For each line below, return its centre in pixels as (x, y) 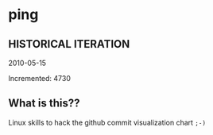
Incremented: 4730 (40, 78)
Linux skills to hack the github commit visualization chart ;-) (107, 122)
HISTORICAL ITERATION (69, 44)
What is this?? (44, 104)
